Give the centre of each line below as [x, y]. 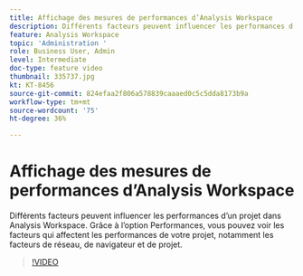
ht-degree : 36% [38, 119]
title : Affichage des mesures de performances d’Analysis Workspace [141, 18]
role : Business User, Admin [62, 52]
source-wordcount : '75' [54, 110]
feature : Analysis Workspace [64, 34]
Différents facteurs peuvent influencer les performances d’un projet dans [146, 216]
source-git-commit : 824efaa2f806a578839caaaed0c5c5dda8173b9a [129, 93]
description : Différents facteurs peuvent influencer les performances [147, 26]
